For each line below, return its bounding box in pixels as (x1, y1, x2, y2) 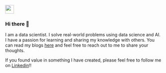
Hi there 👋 (5, 20, 30, 27)
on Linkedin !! (5, 63, 32, 69)
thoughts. (5, 48, 25, 54)
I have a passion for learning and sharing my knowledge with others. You (5, 37, 155, 43)
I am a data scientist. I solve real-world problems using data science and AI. (5, 32, 161, 38)
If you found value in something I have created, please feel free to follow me (5, 57, 162, 63)
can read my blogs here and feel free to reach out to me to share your (5, 42, 149, 48)
